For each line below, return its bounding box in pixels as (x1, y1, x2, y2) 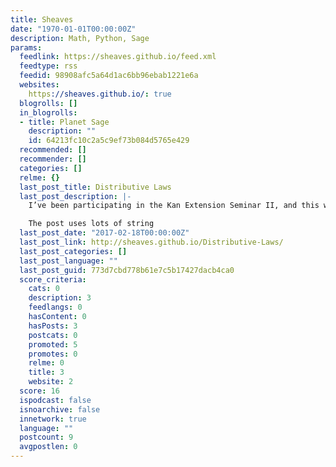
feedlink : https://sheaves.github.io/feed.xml (19, 52, 217, 62)
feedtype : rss (19, 61, 78, 71)
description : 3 (28, 293, 92, 303)
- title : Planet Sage (19, 117, 110, 127)
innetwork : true (19, 414, 87, 424)
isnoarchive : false (19, 404, 101, 415)
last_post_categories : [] (19, 246, 128, 256)
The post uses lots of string (28, 219, 155, 229)
